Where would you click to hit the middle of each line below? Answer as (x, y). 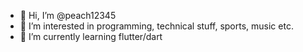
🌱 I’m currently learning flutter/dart (91, 36)
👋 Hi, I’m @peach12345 (68, 15)
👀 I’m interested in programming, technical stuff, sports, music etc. (156, 26)
